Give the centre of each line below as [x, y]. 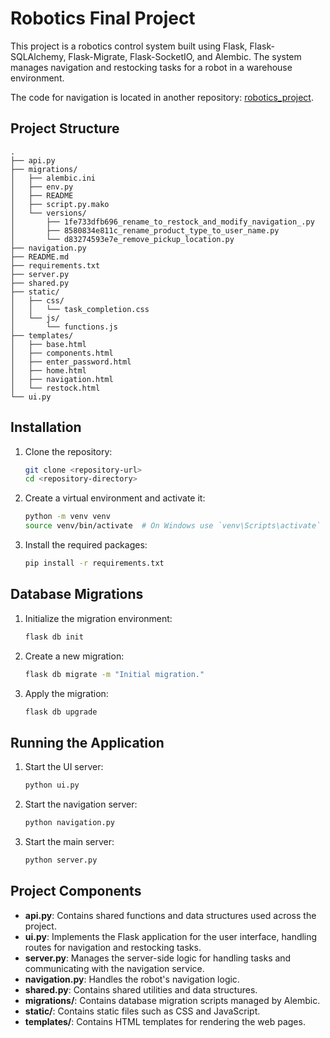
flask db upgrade [61, 712]
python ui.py [52, 785]
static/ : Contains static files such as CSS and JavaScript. [142, 1011]
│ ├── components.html [62, 353]
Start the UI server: [64, 767]
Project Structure [65, 128]
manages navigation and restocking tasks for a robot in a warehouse [151, 67]
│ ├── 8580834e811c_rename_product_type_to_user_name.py [145, 230]
